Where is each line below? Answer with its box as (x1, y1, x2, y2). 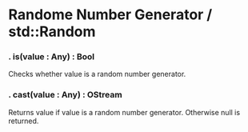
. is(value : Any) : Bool (8, 51, 94, 62)
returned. (8, 116, 39, 126)
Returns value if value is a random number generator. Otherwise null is (8, 107, 241, 117)
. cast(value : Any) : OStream (8, 90, 122, 101)
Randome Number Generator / (8, 6, 213, 24)
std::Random (8, 22, 96, 41)
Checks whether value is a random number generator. (8, 70, 186, 79)
